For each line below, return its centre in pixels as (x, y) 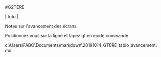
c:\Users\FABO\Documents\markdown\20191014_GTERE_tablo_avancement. (81, 45)
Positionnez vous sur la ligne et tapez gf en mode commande (67, 36)
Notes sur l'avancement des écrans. (42, 26)
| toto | (12, 16)
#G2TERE (15, 7)
